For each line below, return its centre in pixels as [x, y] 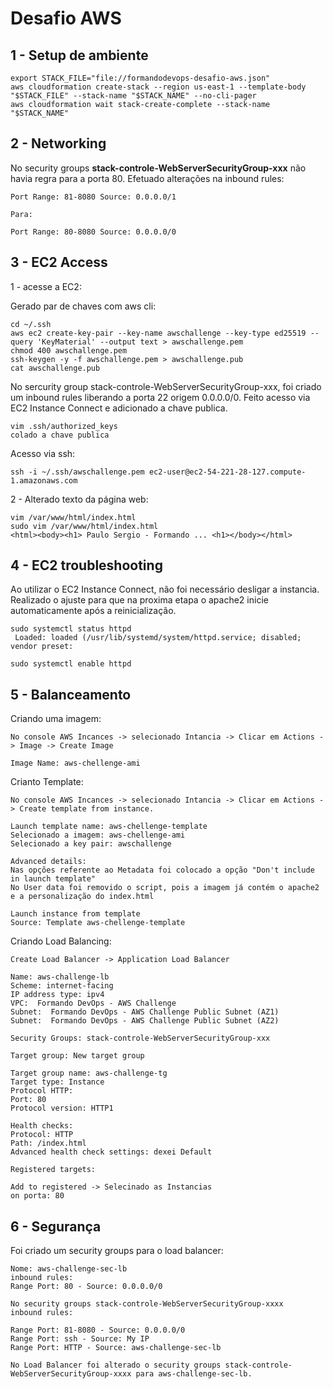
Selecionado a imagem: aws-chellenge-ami [98, 835]
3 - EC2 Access [59, 262]
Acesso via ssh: [43, 453]
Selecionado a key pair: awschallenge [91, 844]
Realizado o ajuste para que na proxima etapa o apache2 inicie [139, 600]
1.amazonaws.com [44, 480]
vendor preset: [42, 647]
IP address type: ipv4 [57, 995]
